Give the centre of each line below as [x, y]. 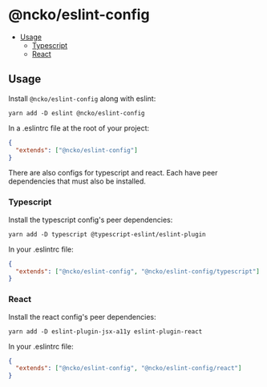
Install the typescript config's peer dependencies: [91, 220]
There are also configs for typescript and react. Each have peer [113, 173]
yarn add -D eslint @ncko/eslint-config [77, 113]
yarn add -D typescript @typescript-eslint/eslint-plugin [107, 234]
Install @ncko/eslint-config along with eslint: [82, 99]
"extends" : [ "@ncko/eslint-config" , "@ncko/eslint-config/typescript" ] [138, 271]
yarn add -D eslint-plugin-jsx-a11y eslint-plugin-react [105, 331]
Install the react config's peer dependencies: [82, 316]
